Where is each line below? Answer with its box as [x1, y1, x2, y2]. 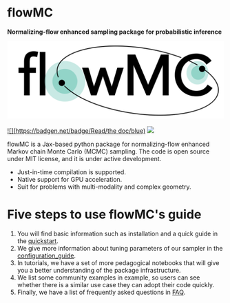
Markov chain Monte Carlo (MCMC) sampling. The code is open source [7, 147, 210, 156]
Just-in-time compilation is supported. [17, 168, 126, 176]
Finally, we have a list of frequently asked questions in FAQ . [17, 288, 186, 297]
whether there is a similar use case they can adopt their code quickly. [17, 281, 215, 289]
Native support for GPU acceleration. [17, 176, 123, 184]
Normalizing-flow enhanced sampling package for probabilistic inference [7, 28, 222, 36]
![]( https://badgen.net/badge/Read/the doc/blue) [7, 127, 146, 135]
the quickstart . [17, 237, 59, 245]
